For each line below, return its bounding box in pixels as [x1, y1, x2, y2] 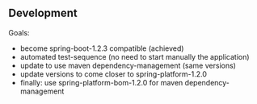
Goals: [8, 27, 30, 37]
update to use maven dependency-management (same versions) [19, 60, 237, 70]
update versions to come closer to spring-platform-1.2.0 [19, 69, 208, 79]
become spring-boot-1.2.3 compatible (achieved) [19, 44, 184, 53]
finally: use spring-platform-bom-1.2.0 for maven [19, 77, 183, 87]
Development [8, 6, 78, 20]
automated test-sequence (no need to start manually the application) [19, 52, 250, 61]
